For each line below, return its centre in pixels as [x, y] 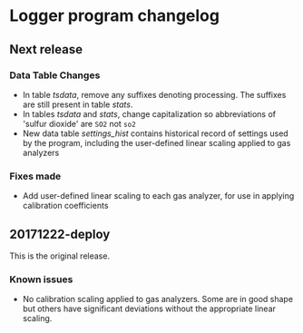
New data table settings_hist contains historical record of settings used [155, 133]
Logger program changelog [115, 16]
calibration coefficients [65, 206]
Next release [46, 49]
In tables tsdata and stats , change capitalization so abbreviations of [149, 113]
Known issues [41, 279]
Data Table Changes [55, 75]
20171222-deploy [60, 234]
